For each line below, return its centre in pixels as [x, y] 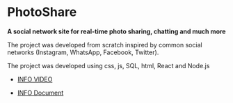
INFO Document [40, 93]
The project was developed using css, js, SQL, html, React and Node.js [109, 65]
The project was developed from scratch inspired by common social [105, 45]
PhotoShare [42, 12]
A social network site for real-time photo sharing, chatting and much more [116, 31]
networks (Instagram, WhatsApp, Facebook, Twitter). [83, 52]
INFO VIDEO [35, 79]
